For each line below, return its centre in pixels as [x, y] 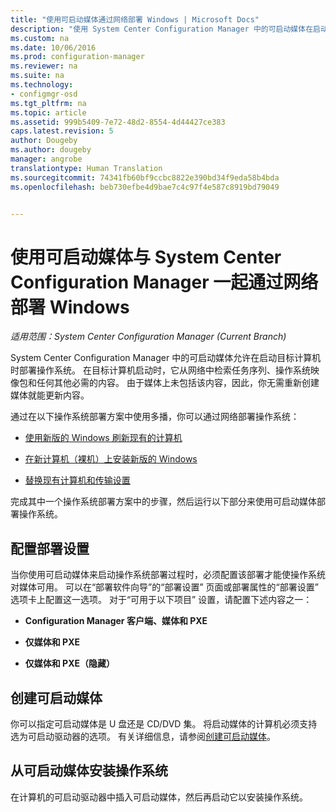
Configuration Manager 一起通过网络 [164, 282]
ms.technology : [42, 85]
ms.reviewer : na [44, 66]
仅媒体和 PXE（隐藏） [70, 663]
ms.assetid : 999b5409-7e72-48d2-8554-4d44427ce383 [118, 122]
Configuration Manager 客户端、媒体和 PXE [116, 621]
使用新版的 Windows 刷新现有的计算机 [103, 438]
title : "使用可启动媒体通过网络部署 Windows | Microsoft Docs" [135, 19]
